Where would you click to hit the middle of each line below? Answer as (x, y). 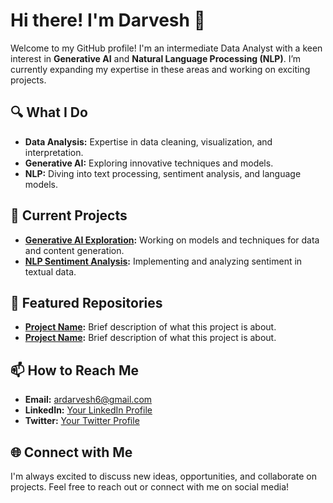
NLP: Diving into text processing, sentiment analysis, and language (163, 173)
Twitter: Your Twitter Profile (82, 421)
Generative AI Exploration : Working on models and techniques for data (172, 240)
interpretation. (54, 152)
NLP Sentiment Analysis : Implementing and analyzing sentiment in (163, 261)
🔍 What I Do (49, 112)
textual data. (50, 271)
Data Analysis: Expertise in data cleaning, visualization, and (148, 141)
